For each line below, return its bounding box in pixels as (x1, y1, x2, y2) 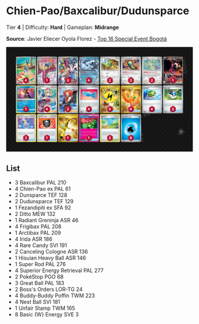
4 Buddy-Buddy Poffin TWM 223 (14, 292, 95, 299)
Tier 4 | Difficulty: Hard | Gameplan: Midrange (6, 24, 120, 31)
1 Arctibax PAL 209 (14, 229, 61, 236)
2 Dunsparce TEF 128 (14, 192, 68, 199)
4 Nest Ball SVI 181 (14, 299, 60, 306)
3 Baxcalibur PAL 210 (14, 179, 67, 186)
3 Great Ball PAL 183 (14, 280, 65, 287)
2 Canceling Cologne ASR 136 (14, 248, 88, 255)
